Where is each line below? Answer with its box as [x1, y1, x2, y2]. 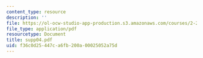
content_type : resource [6, 8, 66, 15]
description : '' [6, 14, 47, 21]
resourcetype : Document [6, 31, 66, 37]
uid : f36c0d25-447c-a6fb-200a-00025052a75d [6, 43, 118, 49]
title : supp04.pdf [6, 37, 53, 43]
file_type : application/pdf [6, 25, 77, 32]
